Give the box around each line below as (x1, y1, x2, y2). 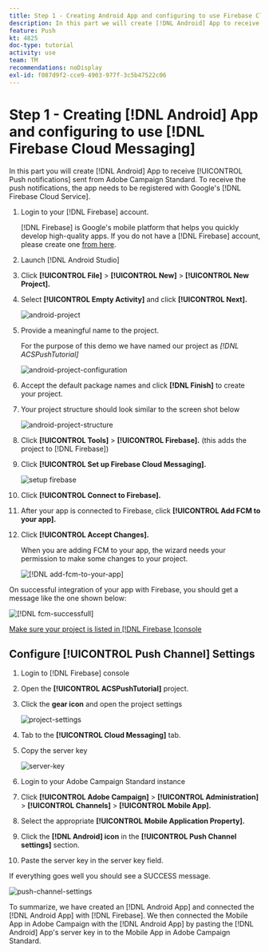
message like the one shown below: (9, 593, 127, 603)
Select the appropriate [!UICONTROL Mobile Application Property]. (20, 816, 246, 826)
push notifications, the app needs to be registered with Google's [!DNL (9, 183, 242, 193)
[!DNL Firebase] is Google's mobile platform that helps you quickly (20, 222, 239, 232)
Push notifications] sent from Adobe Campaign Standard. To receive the (9, 174, 247, 184)
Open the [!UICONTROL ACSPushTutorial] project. (20, 684, 189, 694)
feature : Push (9, 26, 57, 34)
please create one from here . (20, 239, 117, 249)
